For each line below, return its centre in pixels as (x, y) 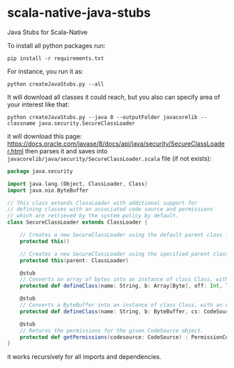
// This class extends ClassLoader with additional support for (102, 203)
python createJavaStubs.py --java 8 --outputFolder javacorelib (102, 117)
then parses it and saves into (66, 151)
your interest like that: (38, 104)
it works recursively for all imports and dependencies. (84, 357)
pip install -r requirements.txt (56, 58)
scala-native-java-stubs (79, 13)
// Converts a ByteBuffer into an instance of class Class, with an (121, 305)
